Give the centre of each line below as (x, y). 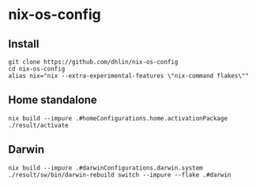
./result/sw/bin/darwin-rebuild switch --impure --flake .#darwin (120, 175)
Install (24, 44)
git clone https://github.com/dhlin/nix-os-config (93, 62)
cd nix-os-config (37, 69)
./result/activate (38, 125)
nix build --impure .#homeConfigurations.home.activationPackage (118, 118)
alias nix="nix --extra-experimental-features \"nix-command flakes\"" (128, 76)
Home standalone (53, 100)
